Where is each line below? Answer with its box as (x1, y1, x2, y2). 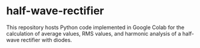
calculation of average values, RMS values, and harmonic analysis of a (6, 30, 181, 37)
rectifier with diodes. (20, 36, 72, 43)
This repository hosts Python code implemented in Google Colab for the (6, 24, 185, 31)
